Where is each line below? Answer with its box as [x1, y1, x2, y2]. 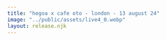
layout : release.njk [7, 22, 67, 29]
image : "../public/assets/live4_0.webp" [7, 16, 126, 23]
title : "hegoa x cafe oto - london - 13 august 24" [7, 9, 160, 17]
